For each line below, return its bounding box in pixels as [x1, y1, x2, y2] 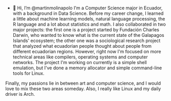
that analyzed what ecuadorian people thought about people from [12, 43, 152, 49]
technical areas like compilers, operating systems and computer [12, 54, 148, 60]
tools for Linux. [12, 70, 45, 76]
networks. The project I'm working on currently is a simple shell [12, 59, 147, 65]
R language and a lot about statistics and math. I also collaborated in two [12, 21, 166, 27]
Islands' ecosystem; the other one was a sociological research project [12, 37, 161, 44]
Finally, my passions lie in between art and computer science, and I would [5, 80, 161, 86]
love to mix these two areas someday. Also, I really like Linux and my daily [5, 86, 161, 92]
